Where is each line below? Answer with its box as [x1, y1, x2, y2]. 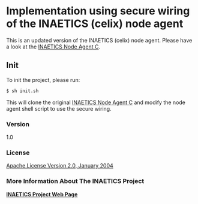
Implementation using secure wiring [6, 4, 190, 18]
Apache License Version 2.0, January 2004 [6, 162, 114, 169]
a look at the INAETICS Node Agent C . [6, 43, 101, 50]
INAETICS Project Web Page [6, 190, 78, 198]
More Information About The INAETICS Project [6, 177, 145, 185]
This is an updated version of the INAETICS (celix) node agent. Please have [6, 36, 193, 44]
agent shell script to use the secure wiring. [6, 105, 112, 112]
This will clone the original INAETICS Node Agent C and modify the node [6, 99, 186, 106]
